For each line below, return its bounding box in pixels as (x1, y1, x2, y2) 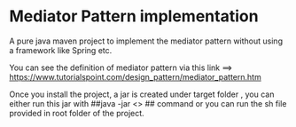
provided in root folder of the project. (9, 107, 144, 118)
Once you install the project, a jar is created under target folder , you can (9, 89, 275, 99)
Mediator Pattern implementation (9, 6, 259, 27)
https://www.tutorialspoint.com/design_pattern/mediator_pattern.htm (9, 71, 261, 82)
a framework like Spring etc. (9, 44, 113, 55)
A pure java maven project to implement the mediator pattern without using (9, 36, 284, 46)
